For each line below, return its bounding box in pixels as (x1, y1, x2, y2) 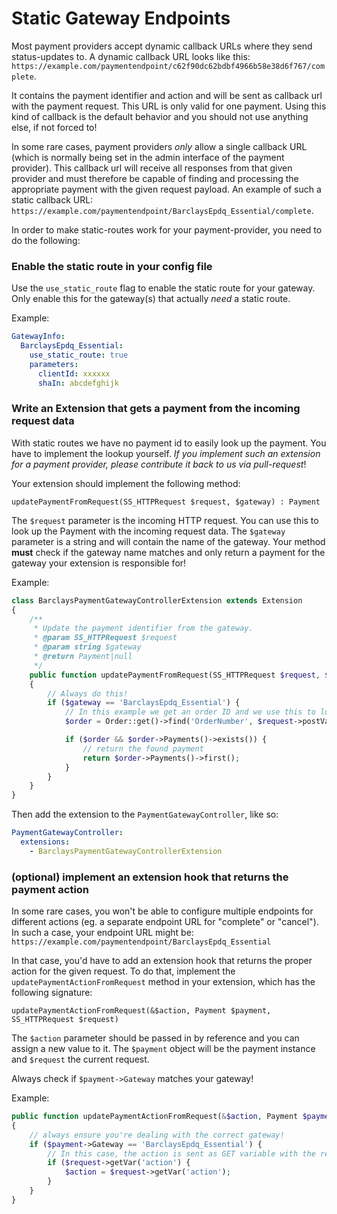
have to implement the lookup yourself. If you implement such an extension (11, 447, 321, 459)
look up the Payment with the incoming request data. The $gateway (11, 525, 286, 537)
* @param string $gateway (33, 642, 142, 652)
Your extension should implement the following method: (11, 477, 241, 489)
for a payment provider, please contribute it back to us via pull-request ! (11, 458, 307, 470)
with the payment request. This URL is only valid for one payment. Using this (11, 100, 327, 112)
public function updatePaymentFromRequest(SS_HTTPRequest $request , (29, 670, 321, 680)
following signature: (11, 987, 93, 999)
